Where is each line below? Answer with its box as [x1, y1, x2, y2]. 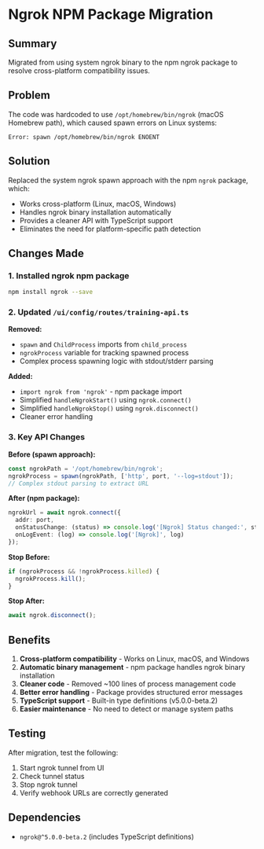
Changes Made [8, 247, 84, 260]
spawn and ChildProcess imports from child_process [19, 340, 187, 349]
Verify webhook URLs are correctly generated [19, 788, 169, 797]
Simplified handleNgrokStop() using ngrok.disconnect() [19, 403, 199, 413]
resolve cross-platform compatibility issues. [8, 66, 151, 75]
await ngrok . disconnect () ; [8, 612, 97, 619]
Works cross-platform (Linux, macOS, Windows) [19, 199, 177, 208]
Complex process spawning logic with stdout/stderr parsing [19, 356, 214, 366]
